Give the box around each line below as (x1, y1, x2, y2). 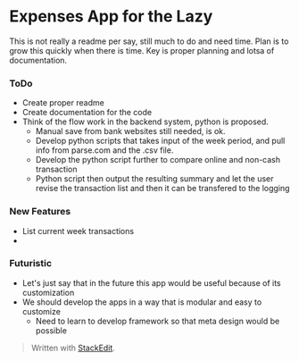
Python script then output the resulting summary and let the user (35, 173, 274, 184)
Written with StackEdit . (30, 342, 116, 353)
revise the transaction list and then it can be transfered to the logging (35, 183, 290, 194)
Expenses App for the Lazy (9, 6, 213, 27)
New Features (9, 206, 71, 218)
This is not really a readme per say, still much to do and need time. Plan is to (9, 36, 289, 46)
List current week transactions (21, 225, 135, 236)
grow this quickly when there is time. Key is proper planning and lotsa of (9, 45, 275, 55)
